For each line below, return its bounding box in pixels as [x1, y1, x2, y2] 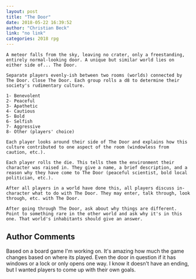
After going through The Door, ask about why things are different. [6, 206, 177, 212]
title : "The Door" [6, 14, 51, 20]
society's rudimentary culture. [6, 83, 85, 89]
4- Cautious [6, 108, 35, 114]
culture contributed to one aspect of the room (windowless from [6, 144, 169, 150]
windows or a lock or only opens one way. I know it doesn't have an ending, [6, 260, 190, 267]
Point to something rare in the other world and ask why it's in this [6, 211, 183, 217]
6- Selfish [6, 118, 33, 124]
